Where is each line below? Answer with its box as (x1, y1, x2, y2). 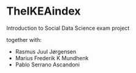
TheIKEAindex (6, 4, 81, 18)
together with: (6, 36, 42, 43)
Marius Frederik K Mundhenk (15, 54, 89, 61)
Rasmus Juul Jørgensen (15, 47, 77, 55)
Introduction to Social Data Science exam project (6, 24, 130, 32)
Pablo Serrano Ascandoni (15, 61, 80, 68)
